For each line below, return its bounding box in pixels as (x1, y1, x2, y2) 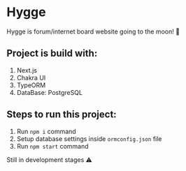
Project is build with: (6, 47, 98, 59)
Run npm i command (16, 127, 76, 135)
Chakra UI (16, 73, 46, 82)
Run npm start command (16, 142, 89, 150)
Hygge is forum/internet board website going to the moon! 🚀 (6, 27, 180, 36)
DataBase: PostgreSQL (16, 88, 83, 96)
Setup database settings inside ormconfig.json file (16, 134, 162, 143)
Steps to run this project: (6, 109, 117, 121)
